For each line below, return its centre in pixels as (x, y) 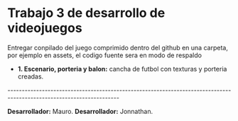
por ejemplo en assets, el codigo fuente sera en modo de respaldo (105, 55)
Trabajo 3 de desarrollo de (86, 13)
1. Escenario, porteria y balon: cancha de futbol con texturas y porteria (122, 69)
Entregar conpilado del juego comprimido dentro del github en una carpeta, (118, 47)
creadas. (31, 76)
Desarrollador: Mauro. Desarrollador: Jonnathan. (80, 111)
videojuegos (45, 28)
